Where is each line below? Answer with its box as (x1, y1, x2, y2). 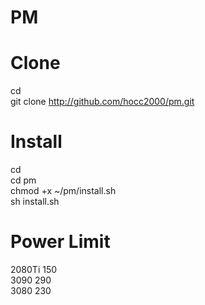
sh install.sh (10, 196, 60, 208)
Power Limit (10, 231, 111, 253)
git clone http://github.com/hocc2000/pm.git (10, 96, 195, 108)
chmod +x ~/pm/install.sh (10, 185, 117, 197)
